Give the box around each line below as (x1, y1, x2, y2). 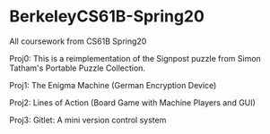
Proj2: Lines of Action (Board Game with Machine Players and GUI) (9, 96, 256, 108)
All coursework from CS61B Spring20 (9, 36, 147, 46)
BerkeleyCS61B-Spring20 (9, 6, 205, 27)
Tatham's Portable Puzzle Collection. (9, 63, 146, 73)
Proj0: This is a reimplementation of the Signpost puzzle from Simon (9, 53, 262, 63)
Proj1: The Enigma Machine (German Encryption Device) (9, 80, 217, 90)
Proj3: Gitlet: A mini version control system (9, 114, 167, 125)
